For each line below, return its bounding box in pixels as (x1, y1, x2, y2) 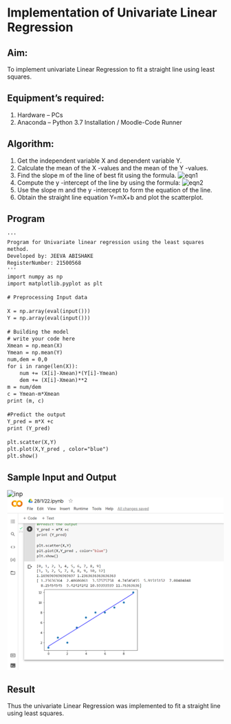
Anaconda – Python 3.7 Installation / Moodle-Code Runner (16, 118, 182, 126)
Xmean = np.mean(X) (7, 343, 63, 350)
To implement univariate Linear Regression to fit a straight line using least (7, 66, 215, 73)
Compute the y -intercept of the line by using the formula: (16, 178, 181, 187)
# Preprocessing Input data (7, 294, 88, 301)
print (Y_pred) (7, 425, 51, 432)
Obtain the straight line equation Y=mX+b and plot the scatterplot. (16, 193, 204, 201)
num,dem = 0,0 (7, 356, 48, 363)
